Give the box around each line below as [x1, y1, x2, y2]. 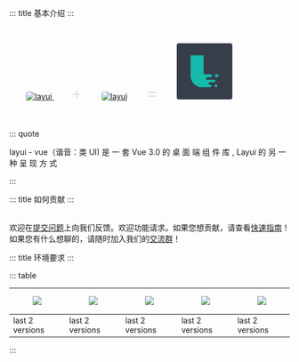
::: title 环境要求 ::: [9, 253, 75, 263]
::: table [9, 270, 37, 281]
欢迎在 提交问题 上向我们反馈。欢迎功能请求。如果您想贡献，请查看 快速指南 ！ [9, 222, 290, 233]
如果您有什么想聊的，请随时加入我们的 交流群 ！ [9, 234, 181, 245]
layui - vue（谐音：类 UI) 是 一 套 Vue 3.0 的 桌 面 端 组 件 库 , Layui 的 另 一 [9, 147, 287, 157]
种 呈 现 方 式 [9, 158, 58, 169]
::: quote [9, 128, 40, 140]
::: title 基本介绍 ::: [9, 8, 75, 18]
